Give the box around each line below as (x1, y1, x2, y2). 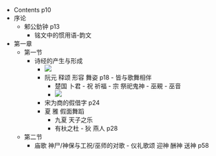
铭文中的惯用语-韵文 (34, 31, 91, 39)
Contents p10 (13, 6, 52, 14)
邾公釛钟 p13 (23, 23, 60, 30)
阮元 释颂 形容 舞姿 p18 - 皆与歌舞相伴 (44, 73, 152, 81)
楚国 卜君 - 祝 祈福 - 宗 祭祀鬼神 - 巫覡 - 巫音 (54, 82, 182, 90)
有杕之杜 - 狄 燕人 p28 (54, 125, 118, 132)
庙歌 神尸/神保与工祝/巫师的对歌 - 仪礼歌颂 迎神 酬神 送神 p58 (34, 142, 210, 149)
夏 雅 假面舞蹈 (44, 107, 85, 115)
